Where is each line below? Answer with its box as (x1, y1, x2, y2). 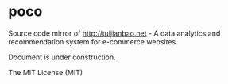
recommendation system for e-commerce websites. (8, 36, 178, 46)
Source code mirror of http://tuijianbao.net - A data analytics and (8, 29, 221, 38)
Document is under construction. (8, 52, 117, 62)
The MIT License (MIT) (8, 67, 83, 77)
